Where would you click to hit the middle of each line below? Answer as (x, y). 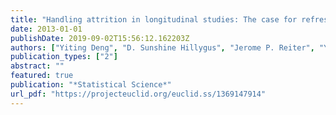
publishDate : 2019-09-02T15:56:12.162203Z (100, 38)
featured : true (42, 76)
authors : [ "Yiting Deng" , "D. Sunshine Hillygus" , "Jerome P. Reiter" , (162, 47)
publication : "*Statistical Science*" (91, 85)
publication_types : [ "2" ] (64, 57)
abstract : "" (37, 66)
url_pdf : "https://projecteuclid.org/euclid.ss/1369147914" (138, 94)
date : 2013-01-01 (46, 29)
